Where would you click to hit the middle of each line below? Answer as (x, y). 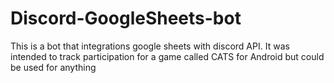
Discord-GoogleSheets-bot (126, 18)
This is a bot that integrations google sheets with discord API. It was (150, 46)
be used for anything (53, 67)
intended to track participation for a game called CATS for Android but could (167, 56)
